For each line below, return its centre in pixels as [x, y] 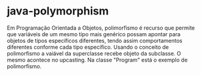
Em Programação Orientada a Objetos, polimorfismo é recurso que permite [101, 28]
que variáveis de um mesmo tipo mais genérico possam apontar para [94, 34]
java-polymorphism [58, 11]
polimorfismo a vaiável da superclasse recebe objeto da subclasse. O [94, 53]
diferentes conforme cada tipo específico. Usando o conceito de [88, 47]
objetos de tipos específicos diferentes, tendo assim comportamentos [95, 40]
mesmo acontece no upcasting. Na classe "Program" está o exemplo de [97, 60]
